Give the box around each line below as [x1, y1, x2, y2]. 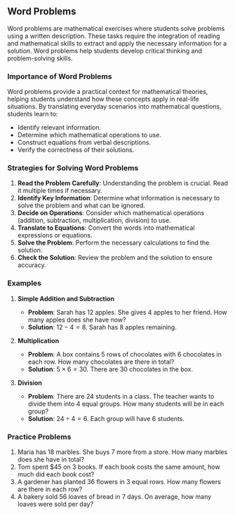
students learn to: [7, 110, 58, 118]
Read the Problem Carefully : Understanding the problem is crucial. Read [17, 179, 229, 188]
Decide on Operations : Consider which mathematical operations [17, 209, 205, 217]
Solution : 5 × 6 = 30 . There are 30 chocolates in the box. [27, 364, 194, 373]
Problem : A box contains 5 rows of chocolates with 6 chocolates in [27, 350, 222, 358]
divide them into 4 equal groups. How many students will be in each [27, 399, 224, 408]
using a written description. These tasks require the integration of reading [7, 32, 220, 40]
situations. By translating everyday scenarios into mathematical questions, [7, 102, 222, 111]
